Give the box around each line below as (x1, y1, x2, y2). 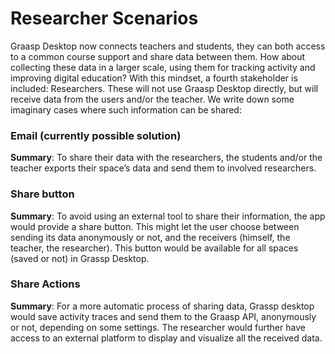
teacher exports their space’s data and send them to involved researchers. (10, 162, 317, 174)
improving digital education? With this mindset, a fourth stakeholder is (10, 72, 298, 84)
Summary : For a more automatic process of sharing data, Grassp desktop (10, 300, 315, 312)
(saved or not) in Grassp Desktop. (10, 252, 150, 264)
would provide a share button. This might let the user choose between (10, 220, 300, 232)
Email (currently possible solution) (10, 128, 182, 142)
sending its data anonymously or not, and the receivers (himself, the (10, 231, 291, 243)
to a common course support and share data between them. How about (10, 50, 306, 62)
